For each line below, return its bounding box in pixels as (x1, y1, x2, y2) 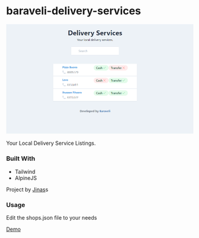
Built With (6, 154, 36, 163)
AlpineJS (14, 174, 37, 182)
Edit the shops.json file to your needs (6, 214, 97, 221)
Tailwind (14, 168, 36, 175)
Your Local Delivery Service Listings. (6, 139, 96, 147)
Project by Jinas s (6, 186, 49, 193)
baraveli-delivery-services (6, 4, 141, 18)
